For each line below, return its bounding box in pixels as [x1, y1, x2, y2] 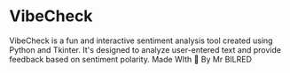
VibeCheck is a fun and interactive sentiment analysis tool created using [9, 35, 273, 46]
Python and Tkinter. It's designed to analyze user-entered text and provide [9, 44, 282, 55]
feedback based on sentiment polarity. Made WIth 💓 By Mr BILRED [9, 54, 253, 64]
